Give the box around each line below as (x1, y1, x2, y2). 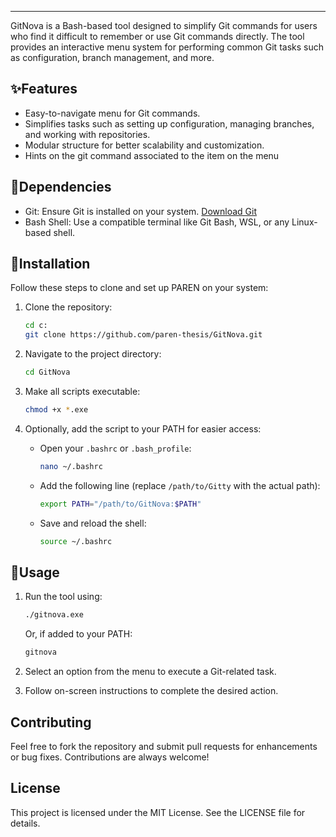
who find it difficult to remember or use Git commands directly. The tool (10, 31, 305, 42)
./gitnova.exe (24, 610, 84, 620)
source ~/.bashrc (39, 536, 113, 546)
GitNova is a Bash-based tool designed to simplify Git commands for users (10, 20, 318, 31)
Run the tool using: (24, 591, 103, 603)
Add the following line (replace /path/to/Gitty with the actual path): (39, 479, 321, 491)
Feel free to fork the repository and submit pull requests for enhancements (10, 740, 318, 752)
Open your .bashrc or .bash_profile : (39, 442, 192, 454)
